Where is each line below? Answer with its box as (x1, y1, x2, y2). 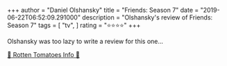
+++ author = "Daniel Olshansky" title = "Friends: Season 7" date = (7, 6, 199, 14)
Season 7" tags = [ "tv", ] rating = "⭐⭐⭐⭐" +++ (7, 21, 141, 29)
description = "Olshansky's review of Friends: (82, 13, 213, 22)
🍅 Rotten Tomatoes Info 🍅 (7, 51, 80, 58)
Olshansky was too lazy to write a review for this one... (7, 38, 164, 45)
